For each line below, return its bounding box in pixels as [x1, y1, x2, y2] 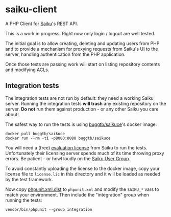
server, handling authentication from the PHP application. [5, 51, 126, 57]
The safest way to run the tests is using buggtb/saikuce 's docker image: [5, 121, 157, 127]
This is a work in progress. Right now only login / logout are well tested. [5, 30, 156, 36]
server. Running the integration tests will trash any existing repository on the [5, 100, 166, 106]
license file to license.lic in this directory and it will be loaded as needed [5, 170, 161, 177]
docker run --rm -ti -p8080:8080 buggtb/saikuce [5, 136, 111, 141]
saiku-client [5, 4, 57, 15]
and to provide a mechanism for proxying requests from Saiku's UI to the [5, 46, 158, 52]
